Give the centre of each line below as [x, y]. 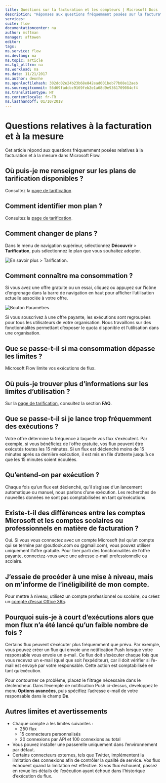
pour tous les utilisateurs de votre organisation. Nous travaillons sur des [78, 323]
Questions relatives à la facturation [79, 126]
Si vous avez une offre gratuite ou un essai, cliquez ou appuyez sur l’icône [81, 288]
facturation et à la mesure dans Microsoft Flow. [53, 156]
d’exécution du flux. [32, 776]
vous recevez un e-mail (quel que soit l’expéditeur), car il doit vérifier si [77, 660]
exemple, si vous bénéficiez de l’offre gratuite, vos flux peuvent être [74, 444]
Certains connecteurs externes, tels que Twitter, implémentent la [78, 755]
